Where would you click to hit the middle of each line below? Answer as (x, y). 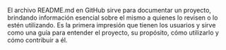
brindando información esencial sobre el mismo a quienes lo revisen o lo (113, 18)
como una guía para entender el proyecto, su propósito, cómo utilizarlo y (113, 32)
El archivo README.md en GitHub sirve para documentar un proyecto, (109, 10)
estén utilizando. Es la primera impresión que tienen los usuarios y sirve (112, 25)
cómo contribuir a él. (37, 40)
